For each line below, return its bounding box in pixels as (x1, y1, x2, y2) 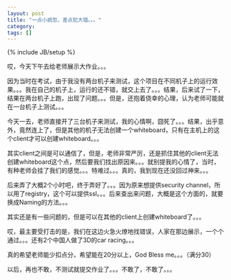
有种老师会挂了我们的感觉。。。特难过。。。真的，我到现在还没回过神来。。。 (7, 166, 212, 175)
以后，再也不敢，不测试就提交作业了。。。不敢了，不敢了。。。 (7, 266, 176, 274)
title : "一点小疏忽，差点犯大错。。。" (7, 17, 102, 23)
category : (7, 23, 36, 30)
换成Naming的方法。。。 (7, 198, 71, 206)
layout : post (7, 10, 45, 17)
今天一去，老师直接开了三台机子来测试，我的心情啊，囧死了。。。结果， (7, 118, 206, 126)
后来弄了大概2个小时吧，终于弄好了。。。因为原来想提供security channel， (7, 181, 215, 189)
